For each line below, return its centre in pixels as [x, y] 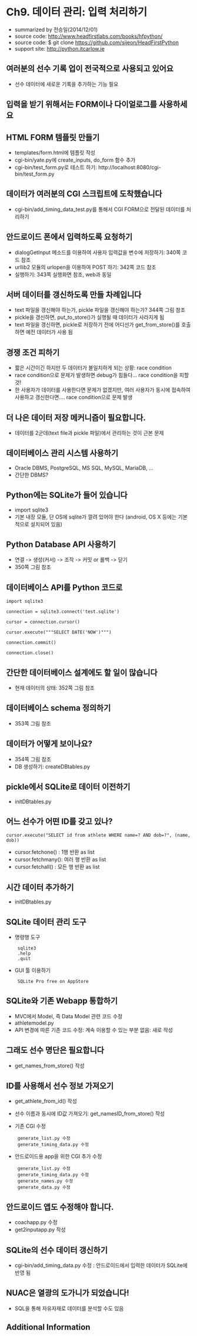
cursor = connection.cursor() [43, 622]
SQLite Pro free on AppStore [53, 981]
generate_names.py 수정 [45, 1181]
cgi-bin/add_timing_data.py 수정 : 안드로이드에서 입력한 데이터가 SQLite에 [101, 1265]
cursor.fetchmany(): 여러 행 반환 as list [60, 860]
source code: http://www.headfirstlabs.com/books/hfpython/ [89, 36]
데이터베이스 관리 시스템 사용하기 [62, 453]
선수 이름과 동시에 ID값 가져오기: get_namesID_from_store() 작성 [90, 1114]
